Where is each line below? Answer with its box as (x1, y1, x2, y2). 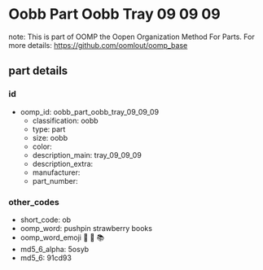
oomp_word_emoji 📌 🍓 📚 (20, 233, 104, 242)
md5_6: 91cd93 (20, 253, 72, 263)
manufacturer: (32, 168, 81, 177)
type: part (32, 124, 66, 134)
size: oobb (32, 133, 68, 142)
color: (32, 142, 53, 151)
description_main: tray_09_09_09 (32, 150, 142, 159)
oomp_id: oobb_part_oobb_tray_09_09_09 (20, 107, 160, 116)
